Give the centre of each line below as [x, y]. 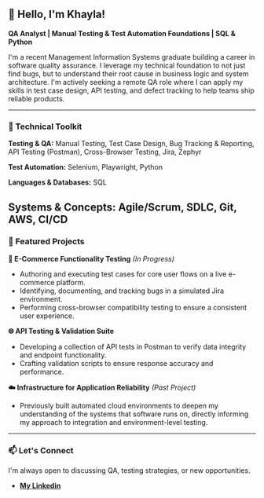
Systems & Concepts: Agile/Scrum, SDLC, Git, [123, 207]
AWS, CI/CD [38, 220]
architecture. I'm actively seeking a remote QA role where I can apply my [126, 82]
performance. [42, 372]
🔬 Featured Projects [46, 242]
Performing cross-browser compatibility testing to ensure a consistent [133, 307]
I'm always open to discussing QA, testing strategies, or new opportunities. [129, 471]
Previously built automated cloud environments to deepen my [119, 405]
